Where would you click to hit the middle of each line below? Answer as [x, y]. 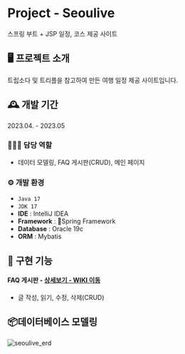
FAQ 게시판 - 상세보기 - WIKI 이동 [54, 280]
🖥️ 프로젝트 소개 [38, 59]
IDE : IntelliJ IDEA [43, 214]
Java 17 [29, 199]
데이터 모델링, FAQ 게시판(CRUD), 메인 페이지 [81, 162]
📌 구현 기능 [30, 261]
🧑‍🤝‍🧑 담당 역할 [30, 146]
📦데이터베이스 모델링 [52, 322]
